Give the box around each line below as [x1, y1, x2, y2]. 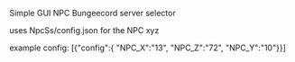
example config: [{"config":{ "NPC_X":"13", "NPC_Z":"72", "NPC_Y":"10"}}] [9, 42, 287, 53]
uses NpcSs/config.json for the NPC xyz [9, 25, 160, 35]
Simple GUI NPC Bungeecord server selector [9, 8, 176, 18]
